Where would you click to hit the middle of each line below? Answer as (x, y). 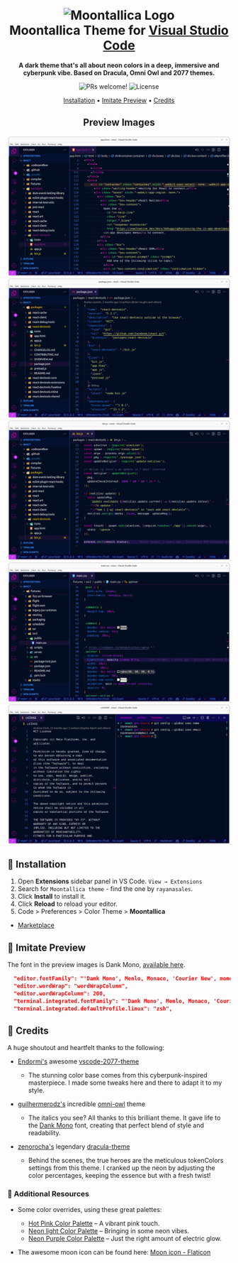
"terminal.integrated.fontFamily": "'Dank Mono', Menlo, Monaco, (112, 1001)
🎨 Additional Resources (49, 1194)
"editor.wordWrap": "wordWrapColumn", (71, 986)
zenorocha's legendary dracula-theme (74, 1147)
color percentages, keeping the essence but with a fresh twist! (119, 1176)
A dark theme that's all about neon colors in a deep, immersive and (119, 65)
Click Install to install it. (52, 897)
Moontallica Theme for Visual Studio (119, 31)
